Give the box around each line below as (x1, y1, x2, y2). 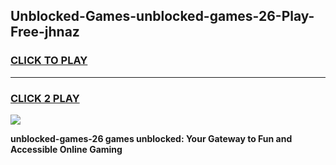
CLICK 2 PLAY (10, 91, 80, 105)
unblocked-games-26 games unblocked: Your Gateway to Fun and (10, 132, 293, 144)
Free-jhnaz (10, 24, 80, 41)
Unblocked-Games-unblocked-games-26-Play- (10, 8, 315, 25)
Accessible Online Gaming (10, 143, 123, 155)
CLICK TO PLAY (10, 54, 88, 68)
